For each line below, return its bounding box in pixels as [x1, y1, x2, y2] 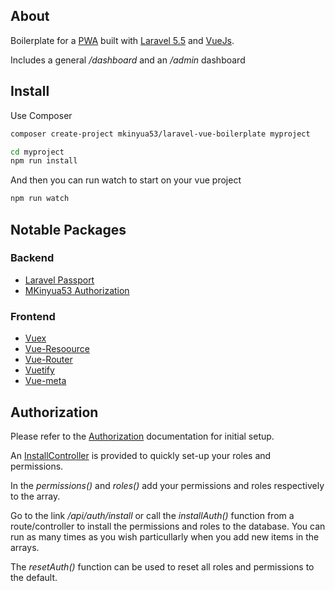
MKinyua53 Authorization [24, 284, 130, 296]
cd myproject [10, 147, 65, 157]
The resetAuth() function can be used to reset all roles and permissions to [10, 560, 315, 573]
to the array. [10, 490, 61, 502]
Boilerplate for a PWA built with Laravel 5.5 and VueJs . [10, 34, 235, 46]
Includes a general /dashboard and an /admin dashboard [10, 54, 246, 66]
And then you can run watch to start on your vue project [10, 174, 242, 186]
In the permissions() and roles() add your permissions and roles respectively [10, 479, 325, 491]
